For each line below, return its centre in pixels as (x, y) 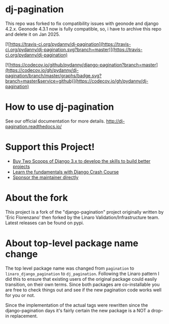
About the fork (37, 198)
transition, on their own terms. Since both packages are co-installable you (82, 284)
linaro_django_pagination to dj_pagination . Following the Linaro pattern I (82, 274)
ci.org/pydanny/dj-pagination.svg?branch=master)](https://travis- (74, 49)
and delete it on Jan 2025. (32, 34)
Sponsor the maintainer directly (45, 177)
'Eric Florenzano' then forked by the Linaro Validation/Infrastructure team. (82, 217)
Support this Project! (50, 147)
